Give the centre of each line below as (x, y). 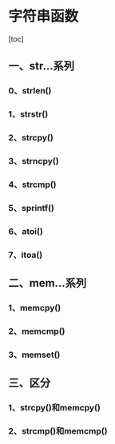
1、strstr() (28, 114)
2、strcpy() (31, 138)
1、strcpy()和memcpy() (55, 408)
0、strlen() (30, 91)
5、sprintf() (31, 208)
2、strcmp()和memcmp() (58, 431)
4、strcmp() (33, 184)
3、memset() (34, 355)
